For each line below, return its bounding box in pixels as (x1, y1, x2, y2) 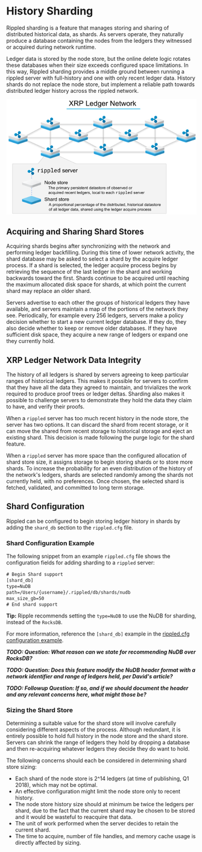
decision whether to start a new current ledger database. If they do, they (6, 318, 187, 326)
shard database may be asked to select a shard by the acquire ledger (6, 255, 178, 263)
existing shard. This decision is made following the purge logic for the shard (6, 434, 195, 441)
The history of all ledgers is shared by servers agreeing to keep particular (6, 371, 189, 378)
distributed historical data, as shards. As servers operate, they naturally (6, 30, 184, 37)
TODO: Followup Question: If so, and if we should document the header (6, 684, 189, 692)
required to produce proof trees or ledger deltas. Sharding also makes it (6, 390, 185, 397)
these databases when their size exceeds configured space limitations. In (6, 62, 189, 69)
